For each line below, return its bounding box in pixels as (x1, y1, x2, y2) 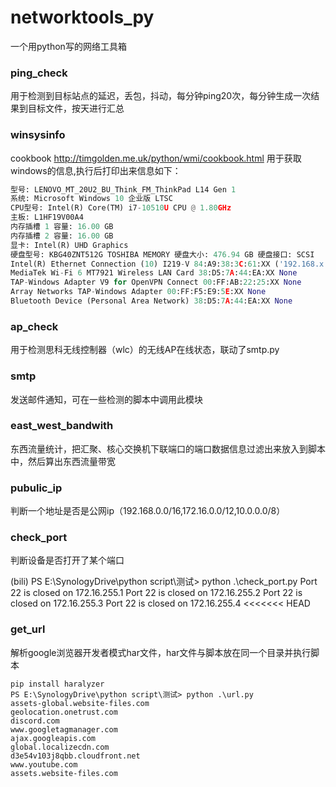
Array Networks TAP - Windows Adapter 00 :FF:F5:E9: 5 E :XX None (10, 287, 267, 297)
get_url (10, 622, 46, 636)
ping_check (10, 66, 68, 80)
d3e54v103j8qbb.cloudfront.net (10, 751, 141, 761)
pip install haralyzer (10, 679, 105, 689)
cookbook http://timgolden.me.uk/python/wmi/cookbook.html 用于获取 (10, 152, 302, 164)
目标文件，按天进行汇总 (27, 102, 125, 115)
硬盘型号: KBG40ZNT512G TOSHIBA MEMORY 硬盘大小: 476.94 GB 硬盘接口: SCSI (10, 249, 315, 260)
